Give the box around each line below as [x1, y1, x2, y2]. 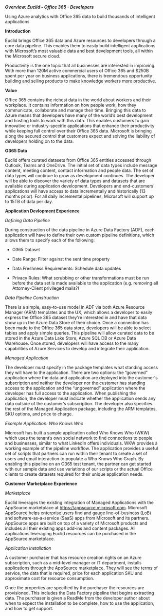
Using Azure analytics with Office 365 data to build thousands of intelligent [5, 14, 156, 19]
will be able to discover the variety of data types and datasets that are [5, 178, 145, 184]
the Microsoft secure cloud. [5, 53, 61, 59]
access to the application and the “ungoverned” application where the [5, 385, 145, 391]
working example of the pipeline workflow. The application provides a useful [5, 446, 158, 451]
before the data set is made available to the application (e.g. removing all [12, 280, 158, 286]
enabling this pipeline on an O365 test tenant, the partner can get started [5, 461, 152, 467]
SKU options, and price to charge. [5, 411, 73, 417]
